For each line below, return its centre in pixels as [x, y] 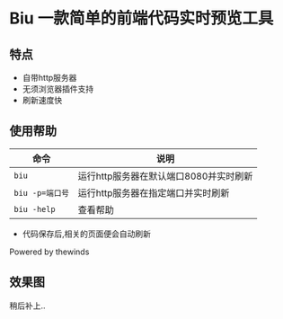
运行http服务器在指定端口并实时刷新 [154, 192]
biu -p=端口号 [42, 193]
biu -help [35, 209]
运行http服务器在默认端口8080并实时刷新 [165, 176]
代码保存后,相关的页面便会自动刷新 [86, 234]
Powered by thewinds [49, 252]
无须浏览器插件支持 [58, 89]
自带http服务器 [49, 78]
